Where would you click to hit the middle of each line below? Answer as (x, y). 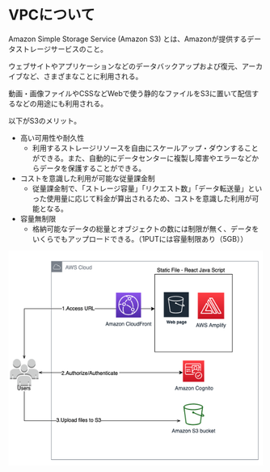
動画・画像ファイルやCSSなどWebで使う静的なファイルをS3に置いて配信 (130, 93)
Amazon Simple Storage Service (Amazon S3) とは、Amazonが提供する (128, 39)
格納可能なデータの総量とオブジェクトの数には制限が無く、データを (146, 229)
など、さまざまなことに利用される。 (82, 76)
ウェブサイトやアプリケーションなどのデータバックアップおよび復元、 (125, 66)
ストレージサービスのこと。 (61, 48)
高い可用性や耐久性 (52, 137)
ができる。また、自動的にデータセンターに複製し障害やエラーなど (142, 158)
